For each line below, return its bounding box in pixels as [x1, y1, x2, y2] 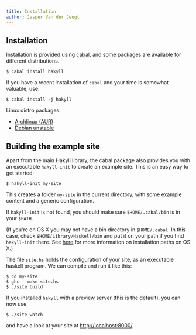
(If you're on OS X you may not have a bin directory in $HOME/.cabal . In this [6, 226, 186, 233]
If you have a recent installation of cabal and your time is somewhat [6, 79, 169, 86]
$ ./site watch [6, 312, 43, 318]
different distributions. [6, 57, 60, 64]
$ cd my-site [6, 274, 38, 280]
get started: [6, 169, 34, 176]
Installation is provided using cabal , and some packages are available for [6, 51, 181, 59]
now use [6, 300, 27, 307]
